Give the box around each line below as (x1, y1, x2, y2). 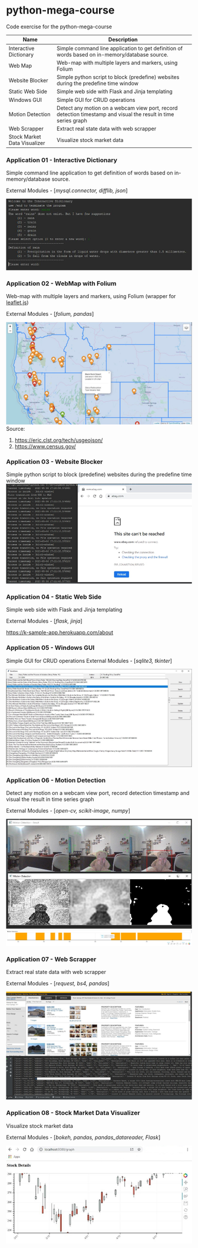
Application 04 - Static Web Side (6, 593, 102, 601)
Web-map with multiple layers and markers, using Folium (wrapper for (6, 293, 176, 300)
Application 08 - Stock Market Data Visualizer (6, 1109, 140, 1117)
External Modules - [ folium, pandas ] (6, 311, 94, 318)
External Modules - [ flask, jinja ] (6, 618, 82, 625)
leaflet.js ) (6, 299, 29, 306)
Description (108, 36, 138, 43)
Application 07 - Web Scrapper (6, 955, 97, 963)
